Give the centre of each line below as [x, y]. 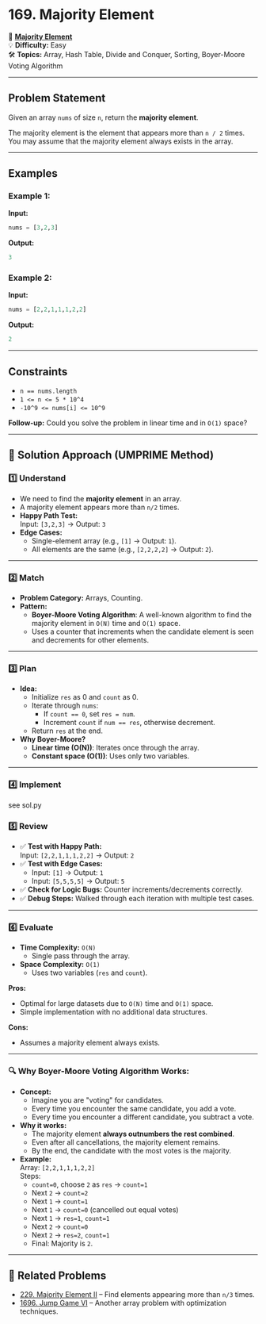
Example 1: [29, 196]
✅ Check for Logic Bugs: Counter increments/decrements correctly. [131, 889]
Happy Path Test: [48, 515]
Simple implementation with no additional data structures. [114, 1012]
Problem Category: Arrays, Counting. [81, 598]
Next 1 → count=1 [60, 1201]
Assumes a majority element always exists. [90, 1043]
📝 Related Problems [57, 1275]
